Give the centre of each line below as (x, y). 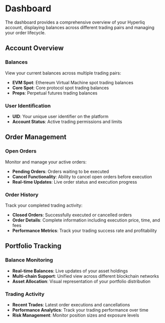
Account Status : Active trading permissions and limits (67, 122)
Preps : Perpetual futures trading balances (55, 93)
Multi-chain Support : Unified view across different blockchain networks (85, 276)
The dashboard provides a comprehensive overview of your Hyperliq (75, 22)
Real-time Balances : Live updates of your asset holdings (70, 271)
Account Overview (34, 48)
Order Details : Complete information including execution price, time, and (86, 220)
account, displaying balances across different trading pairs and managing (80, 27)
